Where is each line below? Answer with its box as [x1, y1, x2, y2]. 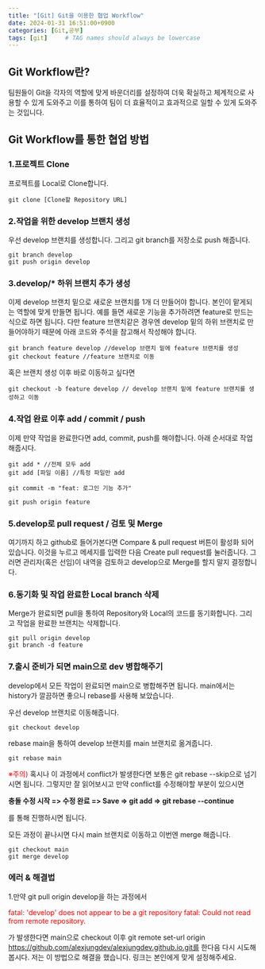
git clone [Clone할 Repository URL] [8, 195, 129, 203]
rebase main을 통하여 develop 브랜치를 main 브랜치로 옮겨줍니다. [8, 738, 213, 747]
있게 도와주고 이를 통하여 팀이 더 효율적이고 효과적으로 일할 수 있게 [31, 98, 236, 107]
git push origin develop [8, 258, 90, 266]
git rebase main [8, 754, 62, 762]
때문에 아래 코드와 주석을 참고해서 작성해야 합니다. [42, 327, 197, 337]
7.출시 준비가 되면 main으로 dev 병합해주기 [8, 661, 163, 672]
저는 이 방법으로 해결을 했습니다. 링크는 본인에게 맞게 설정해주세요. [31, 952, 236, 962]
